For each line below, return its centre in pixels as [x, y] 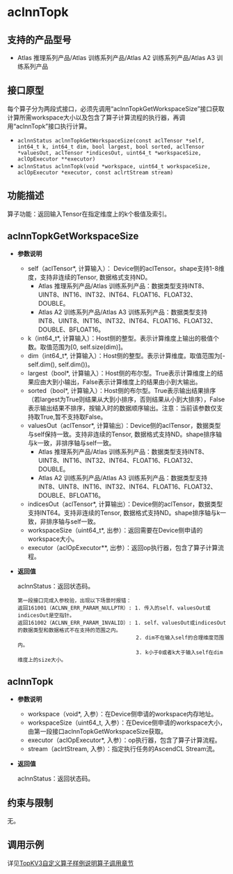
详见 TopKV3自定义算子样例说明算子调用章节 [71, 863]
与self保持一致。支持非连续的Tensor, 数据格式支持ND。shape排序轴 [125, 434]
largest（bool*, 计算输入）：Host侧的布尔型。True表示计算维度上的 [122, 373]
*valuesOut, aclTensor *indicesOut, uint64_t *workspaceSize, [109, 153]
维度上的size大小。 [42, 660]
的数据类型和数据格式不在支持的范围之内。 [69, 630]
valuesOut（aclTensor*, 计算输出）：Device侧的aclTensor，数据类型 [124, 426]
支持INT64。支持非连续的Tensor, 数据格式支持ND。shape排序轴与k [124, 513]
